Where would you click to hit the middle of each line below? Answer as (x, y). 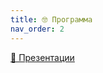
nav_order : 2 (37, 29)
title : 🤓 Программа (51, 19)
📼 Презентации (42, 57)
